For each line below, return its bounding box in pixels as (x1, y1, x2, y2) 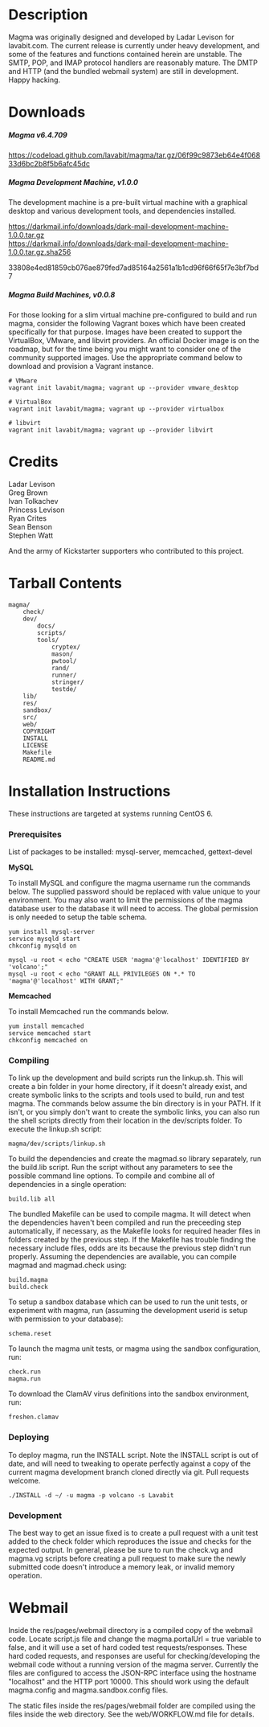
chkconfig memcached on (8, 1037, 88, 1045)
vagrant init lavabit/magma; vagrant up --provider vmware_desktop (8, 384, 239, 392)
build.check (8, 1283, 48, 1291)
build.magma (8, 1276, 48, 1284)
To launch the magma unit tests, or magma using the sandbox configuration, (8, 1344, 261, 1353)
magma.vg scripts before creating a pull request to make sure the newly (8, 1553, 247, 1564)
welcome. (8, 1475, 41, 1485)
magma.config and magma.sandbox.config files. (8, 1685, 169, 1695)
